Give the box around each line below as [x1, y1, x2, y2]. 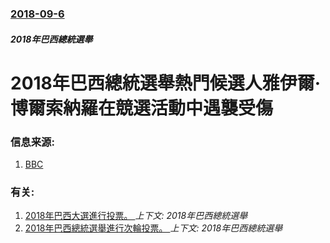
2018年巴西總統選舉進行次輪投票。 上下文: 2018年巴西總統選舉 [24, 222, 283, 234]
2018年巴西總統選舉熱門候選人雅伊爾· [10, 72, 322, 94]
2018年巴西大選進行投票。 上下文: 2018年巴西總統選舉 [24, 210, 248, 222]
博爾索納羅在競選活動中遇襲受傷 [10, 97, 274, 119]
